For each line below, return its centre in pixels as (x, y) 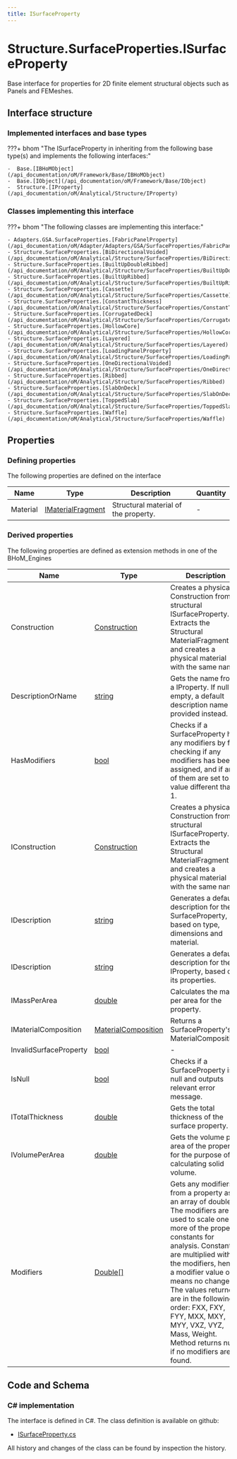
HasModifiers (33, 760)
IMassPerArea (34, 1000)
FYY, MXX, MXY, (198, 1316)
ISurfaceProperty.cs (47, 1434)
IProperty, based (198, 971)
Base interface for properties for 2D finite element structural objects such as (118, 83)
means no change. (201, 1280)
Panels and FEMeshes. (41, 91)
